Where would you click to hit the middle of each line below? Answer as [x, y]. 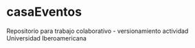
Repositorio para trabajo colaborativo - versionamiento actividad [97, 31]
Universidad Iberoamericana [47, 38]
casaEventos [44, 12]
